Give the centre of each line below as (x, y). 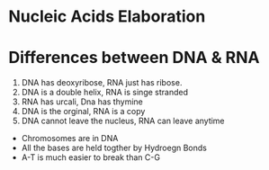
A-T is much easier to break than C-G (91, 157)
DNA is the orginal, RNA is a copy (83, 112)
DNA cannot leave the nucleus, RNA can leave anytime (123, 121)
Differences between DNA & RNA (134, 58)
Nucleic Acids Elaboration (107, 17)
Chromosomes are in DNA (70, 139)
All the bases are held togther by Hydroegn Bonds (114, 148)
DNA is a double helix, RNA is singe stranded (104, 93)
